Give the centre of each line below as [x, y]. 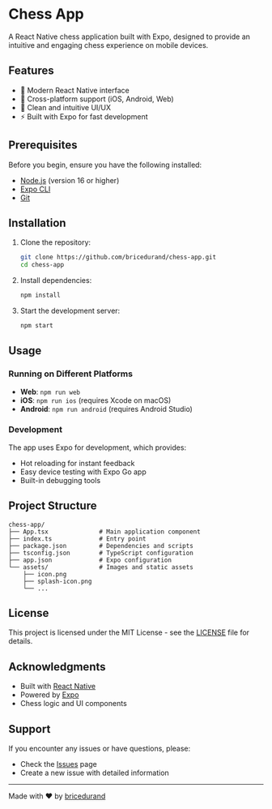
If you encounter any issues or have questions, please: [100, 749]
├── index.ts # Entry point [78, 539]
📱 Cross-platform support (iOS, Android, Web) [97, 99]
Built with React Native [58, 687]
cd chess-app [42, 265]
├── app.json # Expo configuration [90, 560]
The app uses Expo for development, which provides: [98, 447]
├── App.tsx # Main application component [104, 532]
